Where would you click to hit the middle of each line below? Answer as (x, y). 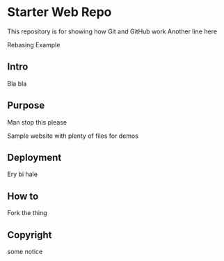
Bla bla (17, 84)
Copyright (30, 235)
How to (23, 196)
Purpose (26, 105)
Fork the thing (27, 213)
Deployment (34, 157)
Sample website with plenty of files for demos (73, 136)
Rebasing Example (34, 45)
